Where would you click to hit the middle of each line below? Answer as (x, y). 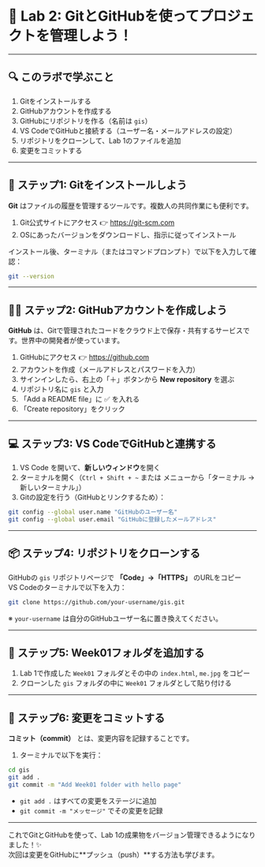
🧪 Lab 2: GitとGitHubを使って (104, 16)
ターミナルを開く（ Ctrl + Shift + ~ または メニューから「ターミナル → (137, 477)
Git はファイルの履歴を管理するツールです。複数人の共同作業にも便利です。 (131, 205)
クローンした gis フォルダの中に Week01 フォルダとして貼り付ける (125, 683)
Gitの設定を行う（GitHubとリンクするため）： (92, 497)
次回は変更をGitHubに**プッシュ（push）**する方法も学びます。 (114, 854)
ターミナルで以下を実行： (61, 755)
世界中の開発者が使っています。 (73, 341)
